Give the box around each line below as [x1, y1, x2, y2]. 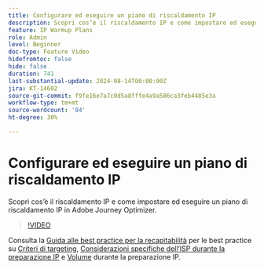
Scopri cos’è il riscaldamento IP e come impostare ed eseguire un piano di [8, 197, 248, 206]
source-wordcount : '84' [8, 107, 86, 115]
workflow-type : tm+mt [8, 99, 79, 107]
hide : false [8, 63, 47, 71]
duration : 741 [8, 70, 55, 78]
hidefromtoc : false [8, 56, 72, 64]
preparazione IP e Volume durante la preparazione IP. [8, 252, 181, 261]
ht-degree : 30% [8, 114, 58, 122]
